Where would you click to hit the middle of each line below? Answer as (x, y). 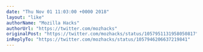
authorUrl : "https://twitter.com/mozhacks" (62, 28)
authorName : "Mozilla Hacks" (43, 23)
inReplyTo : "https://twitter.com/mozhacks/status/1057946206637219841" (98, 39)
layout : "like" (25, 17)
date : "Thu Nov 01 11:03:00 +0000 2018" (58, 12)
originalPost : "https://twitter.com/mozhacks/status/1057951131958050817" (102, 34)
